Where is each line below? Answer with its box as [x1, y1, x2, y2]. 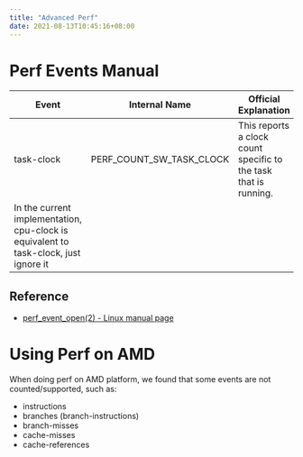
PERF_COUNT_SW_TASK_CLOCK [90, 153, 230, 166]
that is [237, 176, 264, 188]
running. [237, 187, 273, 199]
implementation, [14, 213, 83, 225]
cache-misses [22, 430, 76, 441]
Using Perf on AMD [9, 344, 156, 365]
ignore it [14, 258, 50, 270]
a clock [237, 131, 269, 143]
